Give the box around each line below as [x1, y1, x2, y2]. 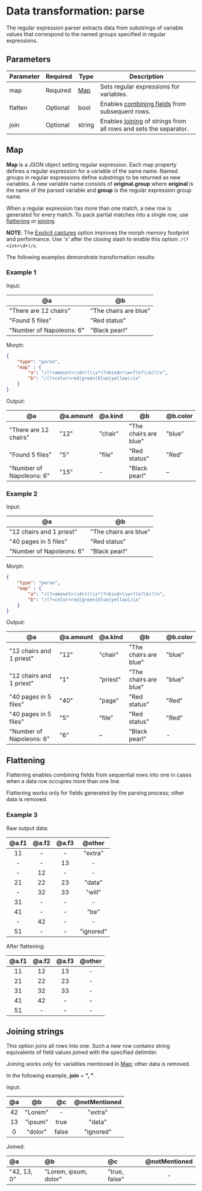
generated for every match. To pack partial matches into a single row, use [6, 211, 189, 218]
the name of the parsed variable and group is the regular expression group [6, 186, 192, 194]
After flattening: [6, 943, 45, 950]
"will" [86, 888, 101, 896]
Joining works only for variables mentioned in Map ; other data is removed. [6, 1060, 191, 1068]
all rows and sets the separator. [100, 125, 189, 133]
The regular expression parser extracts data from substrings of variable [6, 24, 183, 31]
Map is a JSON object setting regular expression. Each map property [6, 161, 177, 168]
